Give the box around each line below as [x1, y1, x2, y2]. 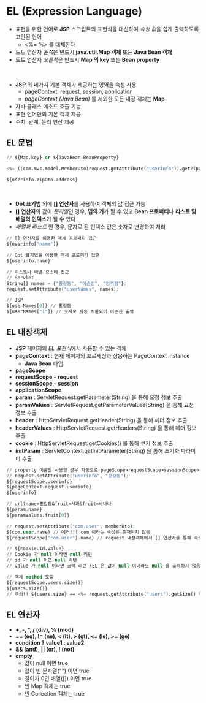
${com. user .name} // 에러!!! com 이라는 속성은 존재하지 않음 [6, 529, 151, 535]
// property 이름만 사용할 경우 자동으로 [6, 467, 98, 473]
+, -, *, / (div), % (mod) [15, 626, 74, 634]
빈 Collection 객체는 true [24, 690, 85, 697]
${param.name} [6, 507, 43, 513]
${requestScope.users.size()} [6, 579, 84, 586]
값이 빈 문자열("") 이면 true [24, 667, 90, 675]
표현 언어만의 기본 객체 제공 [15, 110, 82, 118]
